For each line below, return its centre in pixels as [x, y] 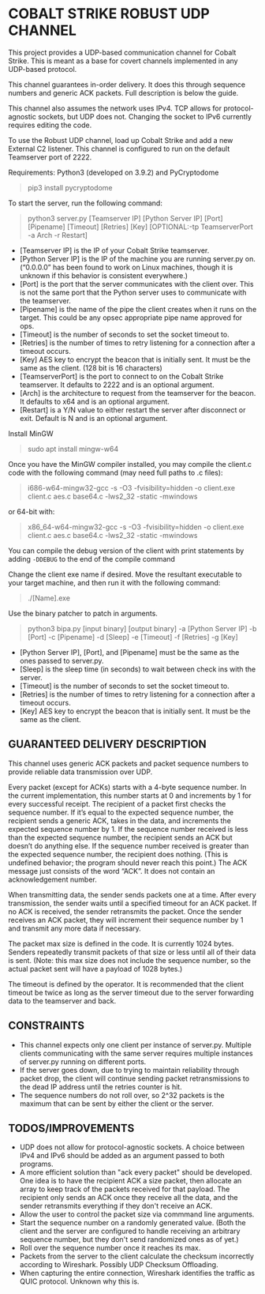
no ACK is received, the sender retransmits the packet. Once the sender [125, 911]
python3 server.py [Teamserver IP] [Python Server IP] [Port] [125, 218]
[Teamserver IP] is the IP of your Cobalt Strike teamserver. [114, 250]
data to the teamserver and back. [62, 1001]
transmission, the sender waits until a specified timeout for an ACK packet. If [132, 903]
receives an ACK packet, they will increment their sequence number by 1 [126, 920]
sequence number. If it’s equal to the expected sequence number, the [121, 812]
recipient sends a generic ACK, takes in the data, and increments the [119, 820]
